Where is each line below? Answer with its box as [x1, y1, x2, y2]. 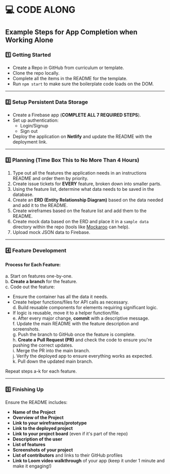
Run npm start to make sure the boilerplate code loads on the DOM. [12, 81, 154, 87]
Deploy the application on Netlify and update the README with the [12, 133, 152, 140]
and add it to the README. [12, 202, 68, 209]
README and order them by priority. [12, 176, 89, 182]
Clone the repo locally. [12, 70, 60, 76]
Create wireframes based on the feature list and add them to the [12, 208, 147, 214]
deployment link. [12, 139, 48, 145]
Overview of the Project [12, 414, 64, 420]
